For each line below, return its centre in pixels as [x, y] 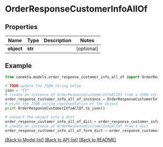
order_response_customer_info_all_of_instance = [55, 99]
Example [18, 66]
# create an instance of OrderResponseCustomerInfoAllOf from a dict [77, 126]
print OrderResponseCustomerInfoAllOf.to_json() [55, 108]
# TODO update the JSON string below [43, 86]
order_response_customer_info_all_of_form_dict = [56, 131]
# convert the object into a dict [40, 117]
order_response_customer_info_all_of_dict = [51, 122]
